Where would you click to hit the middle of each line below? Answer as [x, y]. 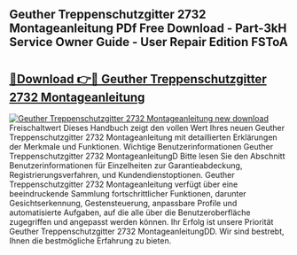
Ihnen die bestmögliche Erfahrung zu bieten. [90, 241]
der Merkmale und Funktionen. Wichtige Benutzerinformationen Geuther [141, 147]
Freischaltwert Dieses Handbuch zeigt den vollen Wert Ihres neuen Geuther [147, 128]
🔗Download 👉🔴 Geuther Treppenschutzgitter [138, 79]
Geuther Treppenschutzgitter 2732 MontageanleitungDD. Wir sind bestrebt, [147, 231]
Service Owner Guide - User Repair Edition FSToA [148, 42]
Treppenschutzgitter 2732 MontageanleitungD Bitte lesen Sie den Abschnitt [147, 156]
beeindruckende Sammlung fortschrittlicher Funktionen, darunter [128, 193]
